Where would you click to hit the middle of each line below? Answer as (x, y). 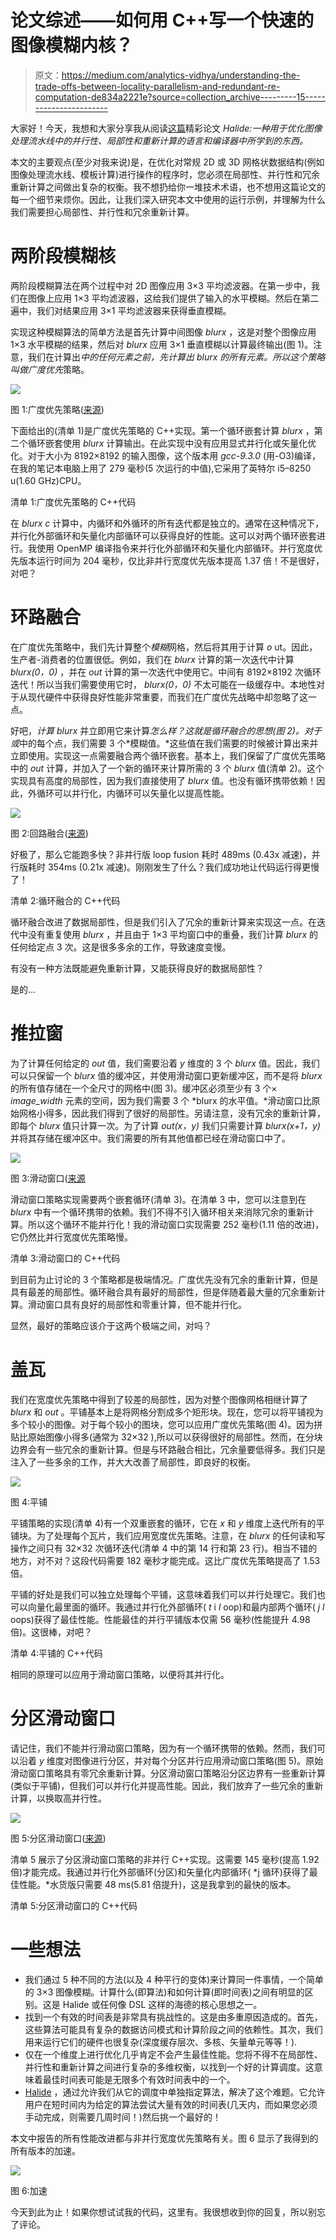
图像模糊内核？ (72, 45)
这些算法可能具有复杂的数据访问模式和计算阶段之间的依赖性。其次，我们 (173, 2029)
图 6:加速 (29, 2190)
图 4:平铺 (29, 1502)
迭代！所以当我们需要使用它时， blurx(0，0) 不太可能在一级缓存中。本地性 (163, 684)
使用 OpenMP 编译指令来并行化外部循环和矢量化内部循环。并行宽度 (175, 548)
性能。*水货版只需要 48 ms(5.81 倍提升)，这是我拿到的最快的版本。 (157, 1884)
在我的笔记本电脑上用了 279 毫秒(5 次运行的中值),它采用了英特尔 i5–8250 (161, 468)
